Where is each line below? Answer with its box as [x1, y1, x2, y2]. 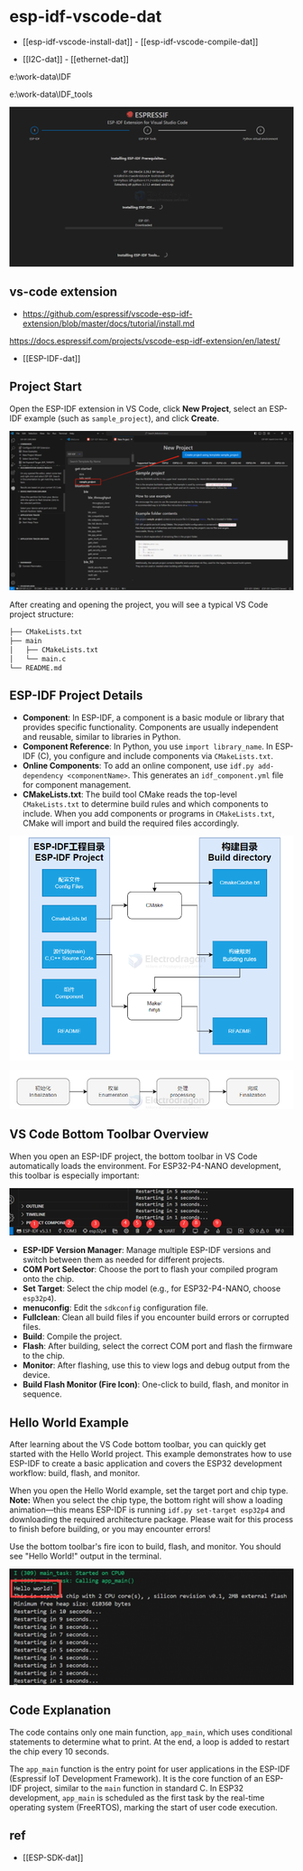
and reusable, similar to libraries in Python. [22, 731, 181, 742]
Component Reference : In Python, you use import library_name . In [22, 741, 273, 752]
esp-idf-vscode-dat [9, 6, 162, 27]
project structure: [9, 609, 74, 620]
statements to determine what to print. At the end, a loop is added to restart [9, 1736, 290, 1747]
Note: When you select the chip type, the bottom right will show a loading [9, 1495, 283, 1506]
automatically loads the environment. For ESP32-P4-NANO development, [9, 1160, 281, 1171]
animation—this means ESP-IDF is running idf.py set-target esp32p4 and [9, 1504, 286, 1515]
